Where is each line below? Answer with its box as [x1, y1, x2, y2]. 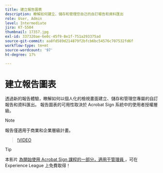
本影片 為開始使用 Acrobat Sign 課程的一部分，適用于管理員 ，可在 [5, 157, 138, 162]
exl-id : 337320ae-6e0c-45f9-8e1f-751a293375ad [5, 34, 101, 39]
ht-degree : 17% [5, 52, 36, 57]
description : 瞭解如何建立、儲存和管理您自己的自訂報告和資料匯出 [5, 12, 124, 16]
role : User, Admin [5, 16, 42, 21]
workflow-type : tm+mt [5, 43, 49, 48]
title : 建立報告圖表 [5, 7, 42, 12]
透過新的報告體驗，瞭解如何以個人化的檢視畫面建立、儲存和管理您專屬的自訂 [5, 95, 158, 102]
